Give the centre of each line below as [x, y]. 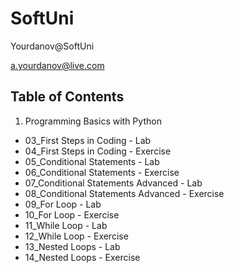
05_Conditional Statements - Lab [92, 161]
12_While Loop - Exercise [76, 236]
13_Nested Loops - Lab [72, 246]
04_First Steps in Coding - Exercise [98, 151]
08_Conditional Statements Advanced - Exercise [124, 193]
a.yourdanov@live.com [57, 65]
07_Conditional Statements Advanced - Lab [113, 183]
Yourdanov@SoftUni [52, 46]
